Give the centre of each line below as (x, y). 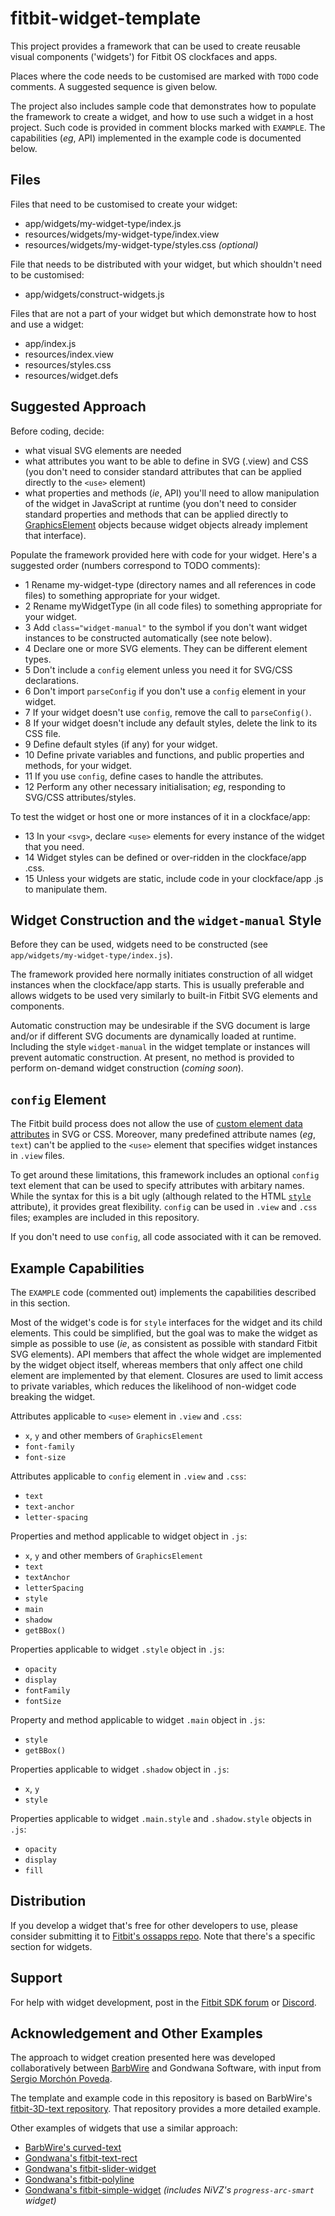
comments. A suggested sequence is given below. (114, 86)
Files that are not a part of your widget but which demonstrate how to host (163, 313)
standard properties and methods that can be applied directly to (156, 514)
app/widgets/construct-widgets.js (94, 294)
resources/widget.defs (71, 375)
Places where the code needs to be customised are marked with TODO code (164, 76)
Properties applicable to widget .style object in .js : (117, 1649)
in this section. (40, 1303)
